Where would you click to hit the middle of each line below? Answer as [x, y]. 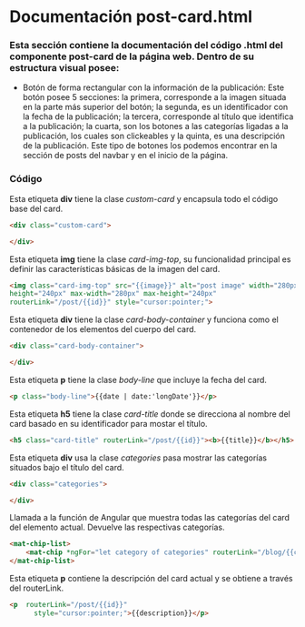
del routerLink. [37, 588]
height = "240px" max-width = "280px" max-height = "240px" [113, 294]
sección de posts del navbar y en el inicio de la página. [125, 156]
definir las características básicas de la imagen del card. [115, 268]
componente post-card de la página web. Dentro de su [132, 56]
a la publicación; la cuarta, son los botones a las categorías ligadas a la [155, 126]
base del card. [36, 208]
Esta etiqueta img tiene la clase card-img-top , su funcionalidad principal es [150, 259]
